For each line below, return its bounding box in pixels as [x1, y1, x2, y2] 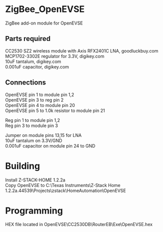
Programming [5, 205, 63, 216]
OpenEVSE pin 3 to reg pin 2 [5, 96, 64, 103]
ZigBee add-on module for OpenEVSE [5, 20, 83, 26]
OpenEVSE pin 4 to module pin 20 [5, 102, 75, 108]
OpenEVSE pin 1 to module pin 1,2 [5, 91, 75, 97]
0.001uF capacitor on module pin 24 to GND [5, 142, 96, 148]
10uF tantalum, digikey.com [5, 58, 61, 64]
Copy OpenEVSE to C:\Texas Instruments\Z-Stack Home [5, 182, 121, 188]
